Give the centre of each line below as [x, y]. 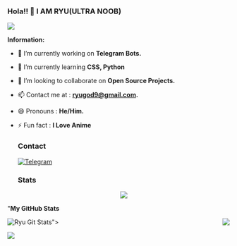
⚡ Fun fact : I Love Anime [54, 125]
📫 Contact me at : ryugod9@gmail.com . [78, 95]
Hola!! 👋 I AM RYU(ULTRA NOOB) [65, 11]
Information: [26, 40]
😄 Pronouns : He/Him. [51, 111]
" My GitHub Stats [34, 208]
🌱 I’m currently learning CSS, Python [71, 67]
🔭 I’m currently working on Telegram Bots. [79, 54]
